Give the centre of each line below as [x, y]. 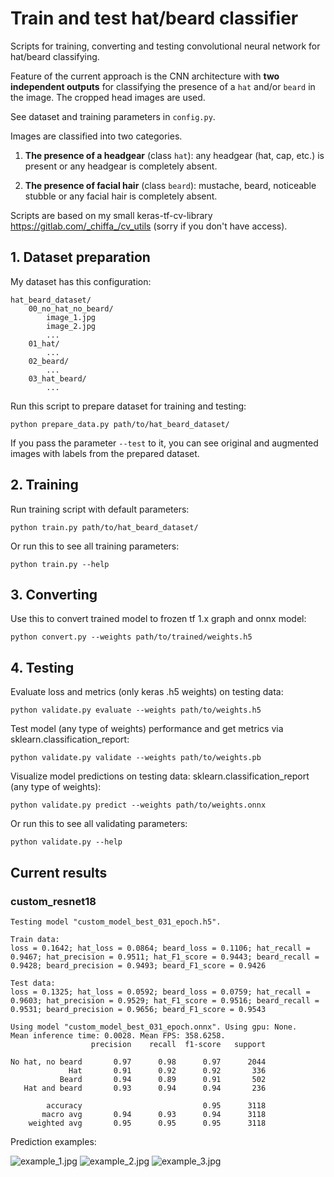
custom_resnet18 [53, 901]
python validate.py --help [66, 842]
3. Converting [54, 594]
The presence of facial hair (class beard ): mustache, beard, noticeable [170, 185]
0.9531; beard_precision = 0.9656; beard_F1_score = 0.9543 [138, 1009]
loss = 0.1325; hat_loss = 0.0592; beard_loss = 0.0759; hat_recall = [160, 992]
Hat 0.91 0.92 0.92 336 [167, 1070]
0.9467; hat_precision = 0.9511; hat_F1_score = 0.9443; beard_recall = [165, 957]
